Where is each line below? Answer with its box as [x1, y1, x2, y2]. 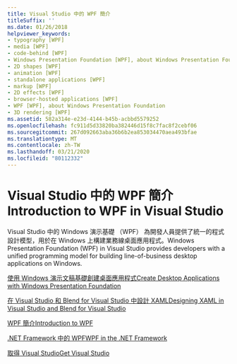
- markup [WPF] [7, 83, 52, 90]
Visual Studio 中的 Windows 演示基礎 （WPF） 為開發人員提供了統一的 [7, 227, 212, 235]
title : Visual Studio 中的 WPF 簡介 [7, 10, 111, 18]
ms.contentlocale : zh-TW [7, 142, 80, 149]
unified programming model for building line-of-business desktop [7, 252, 197, 260]
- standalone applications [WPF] [7, 76, 106, 83]
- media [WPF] [7, 43, 49, 50]
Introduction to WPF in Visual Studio [7, 203, 224, 219]
